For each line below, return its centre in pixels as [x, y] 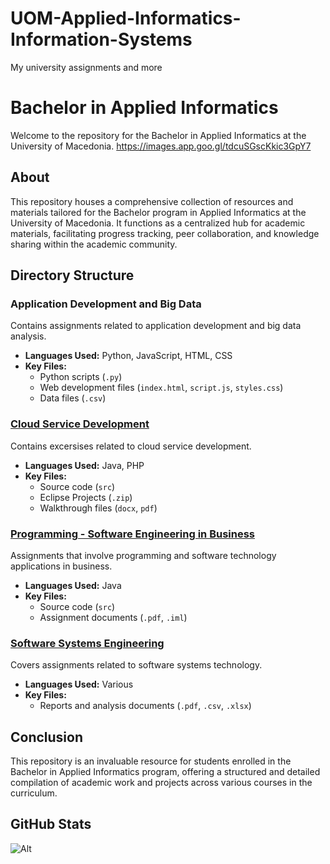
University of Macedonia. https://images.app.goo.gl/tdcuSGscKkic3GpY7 [161, 146]
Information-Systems [101, 39]
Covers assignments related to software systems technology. [136, 665]
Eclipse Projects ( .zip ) [86, 497]
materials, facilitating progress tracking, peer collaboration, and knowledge [165, 233]
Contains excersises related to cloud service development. [131, 446]
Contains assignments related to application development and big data [156, 326]
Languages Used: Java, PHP [84, 465]
